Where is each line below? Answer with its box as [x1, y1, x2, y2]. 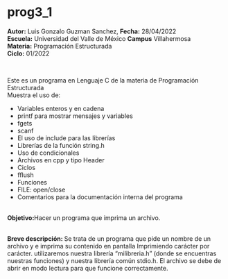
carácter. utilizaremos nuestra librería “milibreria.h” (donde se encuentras [7, 249, 217, 257]
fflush [17, 171, 34, 179]
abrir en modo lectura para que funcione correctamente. [7, 264, 168, 272]
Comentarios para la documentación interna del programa [17, 192, 184, 201]
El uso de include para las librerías [17, 133, 116, 142]
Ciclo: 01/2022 [7, 49, 50, 58]
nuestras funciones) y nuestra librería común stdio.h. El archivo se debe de [7, 256, 222, 264]
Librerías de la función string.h [17, 141, 105, 149]
